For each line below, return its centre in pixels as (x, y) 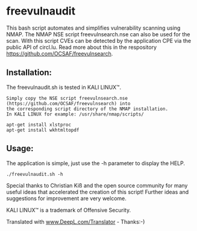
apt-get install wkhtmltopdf (43, 130)
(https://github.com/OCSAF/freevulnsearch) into (68, 103)
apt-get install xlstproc (39, 125)
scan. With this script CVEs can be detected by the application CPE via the (99, 41)
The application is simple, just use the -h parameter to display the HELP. (96, 163)
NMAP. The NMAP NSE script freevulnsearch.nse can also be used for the (98, 34)
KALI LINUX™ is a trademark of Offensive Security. (69, 210)
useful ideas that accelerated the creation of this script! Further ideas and (98, 192)
